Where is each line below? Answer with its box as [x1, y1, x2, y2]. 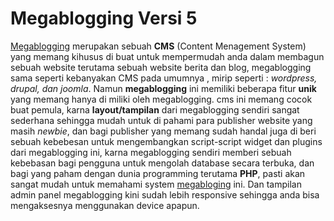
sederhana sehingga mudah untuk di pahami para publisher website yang [10, 114, 313, 126]
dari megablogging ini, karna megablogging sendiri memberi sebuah [10, 146, 292, 158]
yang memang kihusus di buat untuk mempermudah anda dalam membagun [10, 50, 325, 62]
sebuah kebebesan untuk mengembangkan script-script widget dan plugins [10, 135, 323, 147]
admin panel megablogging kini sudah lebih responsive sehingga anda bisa [10, 188, 320, 201]
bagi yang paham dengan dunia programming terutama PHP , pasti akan [10, 167, 306, 179]
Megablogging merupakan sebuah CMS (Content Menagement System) [10, 40, 307, 52]
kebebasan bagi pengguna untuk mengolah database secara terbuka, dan [10, 157, 315, 169]
